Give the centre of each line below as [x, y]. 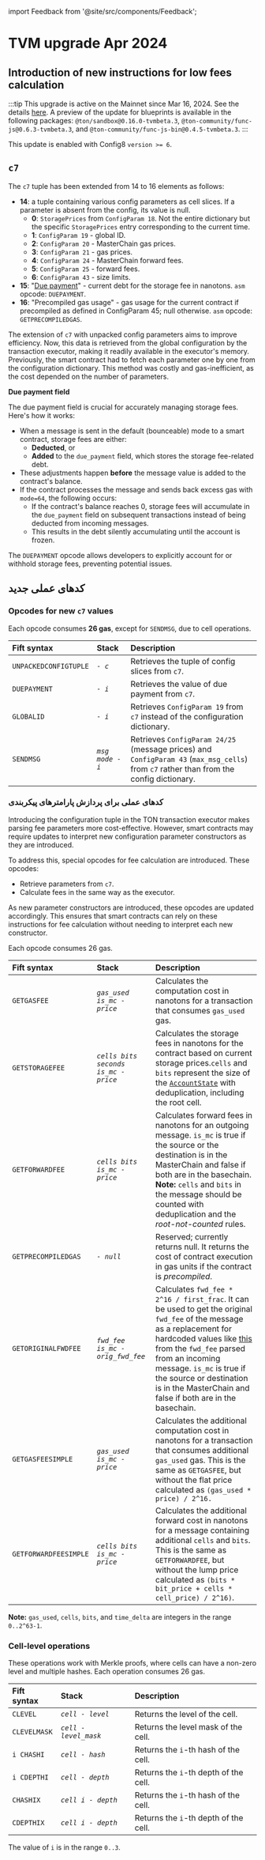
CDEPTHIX [28, 1823]
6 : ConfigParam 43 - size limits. [81, 277]
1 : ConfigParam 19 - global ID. [78, 235]
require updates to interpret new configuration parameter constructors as [127, 836]
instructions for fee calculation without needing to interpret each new [121, 924]
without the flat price [194, 1480]
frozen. [43, 540]
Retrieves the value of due [179, 684]
